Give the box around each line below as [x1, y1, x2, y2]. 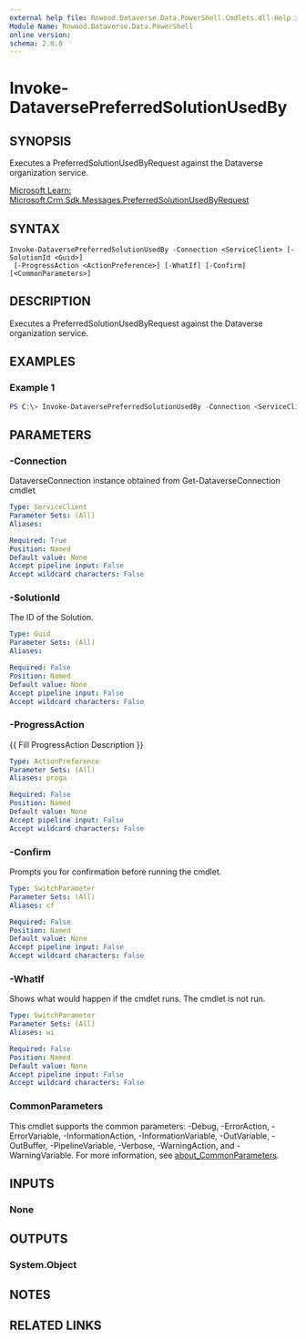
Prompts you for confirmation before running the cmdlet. [9, 866, 222, 877]
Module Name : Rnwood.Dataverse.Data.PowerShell [9, 22, 194, 31]
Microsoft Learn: [9, 185, 72, 196]
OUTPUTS [9, 1232, 68, 1247]
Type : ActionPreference [9, 757, 100, 766]
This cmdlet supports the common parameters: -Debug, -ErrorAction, [9, 1120, 270, 1131]
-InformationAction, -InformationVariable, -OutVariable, [63, 1130, 270, 1141]
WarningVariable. [9, 1150, 75, 1160]
